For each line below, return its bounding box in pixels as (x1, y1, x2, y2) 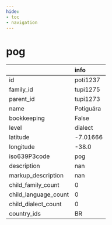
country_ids (9, 210, 41, 218)
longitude (9, 143, 35, 151)
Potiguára (74, 105, 101, 113)
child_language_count (9, 190, 69, 199)
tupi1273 (74, 95, 100, 103)
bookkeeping (9, 114, 45, 122)
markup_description (9, 172, 64, 180)
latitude (9, 133, 30, 142)
